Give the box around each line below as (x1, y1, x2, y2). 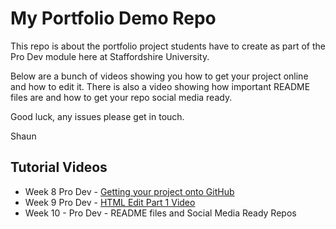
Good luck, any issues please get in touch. (10, 110, 185, 122)
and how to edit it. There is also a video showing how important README (10, 80, 311, 92)
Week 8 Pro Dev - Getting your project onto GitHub (24, 185, 235, 197)
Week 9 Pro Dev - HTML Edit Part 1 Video (24, 196, 196, 208)
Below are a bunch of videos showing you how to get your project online (10, 70, 309, 82)
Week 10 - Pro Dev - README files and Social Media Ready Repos (24, 207, 297, 219)
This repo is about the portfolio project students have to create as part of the (10, 40, 326, 52)
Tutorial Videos (10, 159, 108, 176)
